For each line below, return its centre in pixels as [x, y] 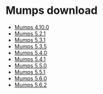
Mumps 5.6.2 [31, 84]
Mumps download [51, 11]
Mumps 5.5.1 [30, 72]
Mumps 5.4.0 [31, 52]
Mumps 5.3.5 [30, 46]
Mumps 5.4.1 [30, 59]
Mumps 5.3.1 [30, 40]
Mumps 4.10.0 [32, 27]
